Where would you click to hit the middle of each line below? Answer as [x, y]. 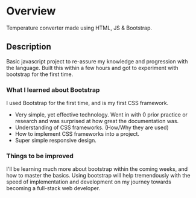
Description [29, 47]
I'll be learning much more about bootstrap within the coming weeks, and [97, 169]
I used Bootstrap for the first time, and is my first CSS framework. [87, 103]
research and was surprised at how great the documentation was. [97, 121]
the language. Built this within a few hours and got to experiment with [93, 68]
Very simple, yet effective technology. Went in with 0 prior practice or [101, 115]
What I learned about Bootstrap [53, 90]
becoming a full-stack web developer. [53, 188]
